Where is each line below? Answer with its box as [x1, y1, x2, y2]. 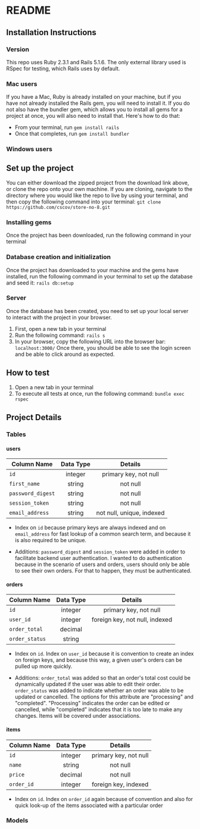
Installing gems [6, 218, 52, 226]
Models [6, 817, 29, 825]
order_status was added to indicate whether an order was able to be [14, 687, 184, 694]
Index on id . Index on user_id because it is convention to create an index [14, 650, 194, 658]
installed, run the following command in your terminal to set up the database [6, 273, 193, 280]
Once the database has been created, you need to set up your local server [6, 307, 189, 314]
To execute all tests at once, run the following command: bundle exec [14, 390, 185, 397]
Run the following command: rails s [14, 331, 105, 339]
